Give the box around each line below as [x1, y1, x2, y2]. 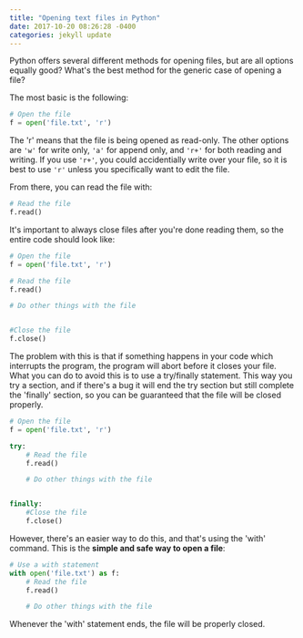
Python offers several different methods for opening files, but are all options [9, 56, 294, 67]
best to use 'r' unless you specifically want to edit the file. [9, 164, 230, 175]
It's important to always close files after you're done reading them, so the [9, 224, 284, 235]
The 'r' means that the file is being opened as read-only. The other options [9, 135, 289, 146]
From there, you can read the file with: [9, 181, 153, 192]
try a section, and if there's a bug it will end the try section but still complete [9, 380, 294, 390]
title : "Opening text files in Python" [9, 13, 161, 23]
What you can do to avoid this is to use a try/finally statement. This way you [9, 370, 293, 381]
